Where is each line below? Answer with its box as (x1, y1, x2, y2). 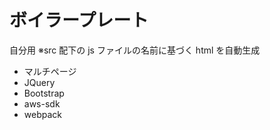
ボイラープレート (9, 9, 149, 32)
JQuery (23, 76, 56, 88)
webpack (23, 108, 62, 120)
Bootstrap (23, 87, 65, 99)
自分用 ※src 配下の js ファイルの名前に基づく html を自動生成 (9, 44, 261, 56)
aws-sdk (23, 97, 61, 110)
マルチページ (23, 65, 77, 77)
